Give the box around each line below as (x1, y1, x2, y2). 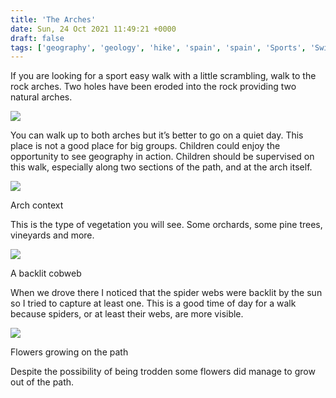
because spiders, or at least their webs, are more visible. (10, 308, 244, 320)
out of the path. (10, 376, 75, 388)
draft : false (10, 33, 65, 43)
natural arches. (10, 91, 73, 103)
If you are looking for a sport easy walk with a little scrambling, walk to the (10, 70, 317, 82)
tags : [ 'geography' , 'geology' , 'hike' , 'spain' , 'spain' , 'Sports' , (10, 42, 307, 53)
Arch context (10, 199, 64, 211)
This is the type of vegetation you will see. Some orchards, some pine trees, (10, 219, 323, 231)
